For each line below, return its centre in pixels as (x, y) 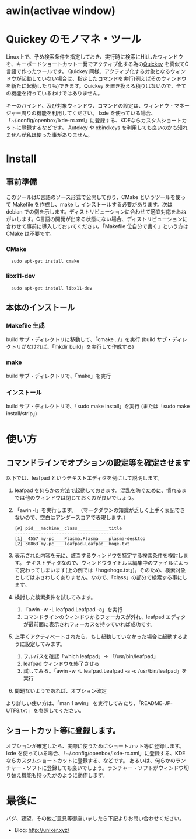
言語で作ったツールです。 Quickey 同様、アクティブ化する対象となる (88, 71)
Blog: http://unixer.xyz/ (42, 830)
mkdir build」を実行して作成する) (94, 347)
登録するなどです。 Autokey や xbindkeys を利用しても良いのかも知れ (104, 128)
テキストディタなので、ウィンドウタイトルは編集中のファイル (100, 563)
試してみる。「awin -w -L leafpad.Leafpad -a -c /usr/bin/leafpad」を (105, 671)
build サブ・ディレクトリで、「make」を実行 (59, 376)
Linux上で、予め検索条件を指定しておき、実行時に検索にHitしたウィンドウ (95, 57)
